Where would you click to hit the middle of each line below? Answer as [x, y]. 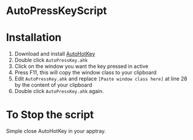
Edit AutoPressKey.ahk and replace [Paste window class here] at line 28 [101, 79]
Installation [34, 38]
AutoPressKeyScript [57, 11]
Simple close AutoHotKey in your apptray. [56, 131]
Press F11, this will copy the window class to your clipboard [85, 73]
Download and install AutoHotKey [55, 54]
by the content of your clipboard [53, 85]
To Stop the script [50, 115]
